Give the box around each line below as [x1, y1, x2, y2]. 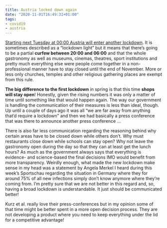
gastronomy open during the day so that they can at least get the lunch [5, 144, 151, 150]
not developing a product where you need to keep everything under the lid [5, 212, 158, 218]
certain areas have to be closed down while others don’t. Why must [5, 133, 144, 139]
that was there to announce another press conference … [5, 118, 121, 124]
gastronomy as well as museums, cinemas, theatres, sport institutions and [5, 55, 158, 61]
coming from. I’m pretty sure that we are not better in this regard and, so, [5, 181, 155, 187]
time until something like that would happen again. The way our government [5, 97, 162, 103]
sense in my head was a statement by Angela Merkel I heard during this [5, 165, 152, 171]
